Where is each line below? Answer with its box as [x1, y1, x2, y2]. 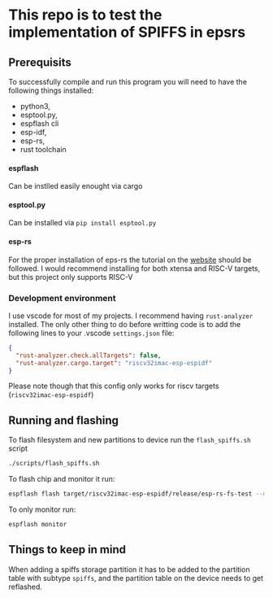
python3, [19, 102, 51, 111]
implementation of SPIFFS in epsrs [8, 23, 246, 41]
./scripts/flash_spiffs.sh [8, 460, 100, 468]
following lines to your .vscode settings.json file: [8, 328, 175, 338]
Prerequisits [8, 55, 71, 69]
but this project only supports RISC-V [8, 272, 133, 282]
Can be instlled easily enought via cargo [8, 181, 143, 191]
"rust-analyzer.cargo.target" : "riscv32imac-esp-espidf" [15, 359, 213, 367]
